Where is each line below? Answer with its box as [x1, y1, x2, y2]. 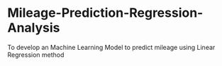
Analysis [7, 20, 60, 36]
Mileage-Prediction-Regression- [7, 5, 204, 21]
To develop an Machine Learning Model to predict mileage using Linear [7, 43, 216, 51]
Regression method [7, 51, 65, 59]
